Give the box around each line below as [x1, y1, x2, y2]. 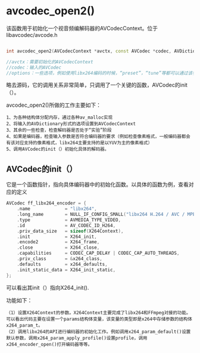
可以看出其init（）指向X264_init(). [6, 284, 89, 291]
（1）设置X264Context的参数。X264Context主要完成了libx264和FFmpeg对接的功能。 [6, 309, 191, 315]
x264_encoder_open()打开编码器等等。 [6, 341, 93, 347]
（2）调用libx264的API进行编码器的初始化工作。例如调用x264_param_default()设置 [6, 329, 191, 335]
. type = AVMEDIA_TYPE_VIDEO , [17, 216, 121, 223]
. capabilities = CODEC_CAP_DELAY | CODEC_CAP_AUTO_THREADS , [17, 250, 180, 256]
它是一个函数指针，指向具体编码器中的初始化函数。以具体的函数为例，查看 [6, 181, 189, 188]
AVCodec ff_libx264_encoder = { [6, 200, 86, 206]
